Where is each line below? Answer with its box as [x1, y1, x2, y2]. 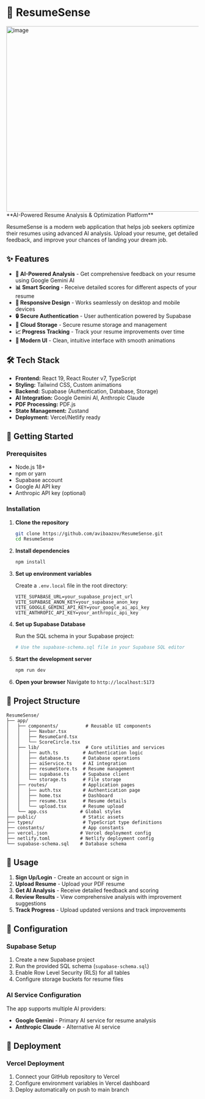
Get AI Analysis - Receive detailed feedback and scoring [15, 887, 159, 894]
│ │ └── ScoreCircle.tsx [6, 739, 81, 745]
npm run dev [15, 667, 46, 674]
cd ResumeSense [15, 536, 54, 542]
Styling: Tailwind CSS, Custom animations [15, 381, 122, 388]
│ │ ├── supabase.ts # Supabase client [6, 771, 130, 777]
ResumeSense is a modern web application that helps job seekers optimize [6, 223, 195, 230]
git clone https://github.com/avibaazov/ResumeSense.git [15, 531, 164, 537]
